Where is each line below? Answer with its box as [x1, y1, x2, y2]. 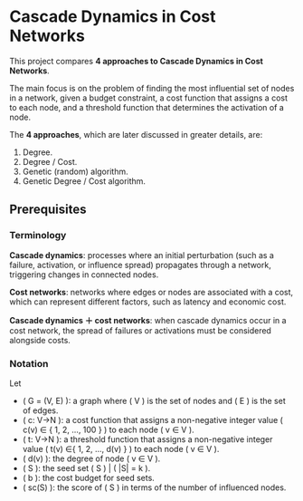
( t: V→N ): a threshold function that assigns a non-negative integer [22, 433, 273, 445]
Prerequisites [9, 202, 87, 217]
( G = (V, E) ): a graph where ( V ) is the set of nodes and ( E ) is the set [22, 395, 287, 406]
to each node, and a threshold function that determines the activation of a [9, 101, 285, 112]
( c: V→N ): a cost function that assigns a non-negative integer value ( [22, 414, 283, 425]
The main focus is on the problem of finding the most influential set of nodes [9, 82, 295, 93]
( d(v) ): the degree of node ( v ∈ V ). [22, 453, 161, 464]
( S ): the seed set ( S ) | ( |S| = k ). [22, 462, 151, 473]
